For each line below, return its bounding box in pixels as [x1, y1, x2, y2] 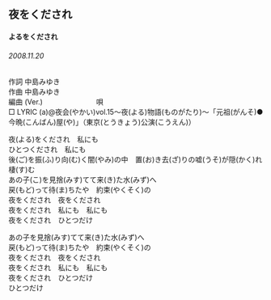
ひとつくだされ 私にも [8, 145, 87, 154]
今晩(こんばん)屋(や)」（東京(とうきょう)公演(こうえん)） [8, 117, 196, 127]
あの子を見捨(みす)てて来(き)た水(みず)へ [8, 233, 145, 243]
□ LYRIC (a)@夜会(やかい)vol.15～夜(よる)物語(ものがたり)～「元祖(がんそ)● [8, 108, 264, 117]
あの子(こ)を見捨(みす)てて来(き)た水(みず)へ [8, 175, 157, 184]
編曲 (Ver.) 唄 [8, 97, 104, 107]
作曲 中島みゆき [8, 87, 61, 97]
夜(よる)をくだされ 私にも [8, 134, 99, 144]
